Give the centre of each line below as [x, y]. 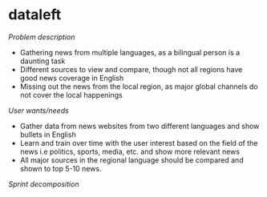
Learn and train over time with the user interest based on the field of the [139, 143]
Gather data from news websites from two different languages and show [140, 126]
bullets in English [48, 135]
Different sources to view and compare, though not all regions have [131, 69]
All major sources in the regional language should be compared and [131, 160]
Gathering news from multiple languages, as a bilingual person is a [130, 52]
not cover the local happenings [71, 94]
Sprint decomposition [44, 184]
